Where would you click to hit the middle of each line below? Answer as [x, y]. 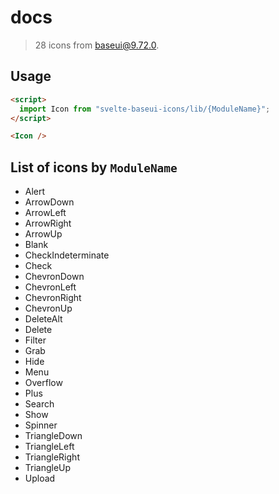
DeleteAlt [43, 319]
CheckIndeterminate [67, 255]
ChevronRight [53, 298]
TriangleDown [53, 436]
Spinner [41, 425]
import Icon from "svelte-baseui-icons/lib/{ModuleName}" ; [145, 109]
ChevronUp [48, 308]
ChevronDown [54, 277]
